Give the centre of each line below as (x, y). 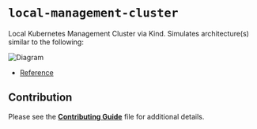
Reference (36, 72)
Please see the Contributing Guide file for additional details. (106, 116)
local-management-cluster (93, 13)
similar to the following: (46, 42)
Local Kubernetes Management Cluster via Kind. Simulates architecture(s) (128, 33)
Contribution (40, 98)
